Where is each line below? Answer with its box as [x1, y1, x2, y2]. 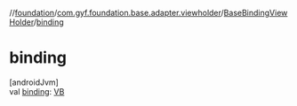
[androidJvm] [9, 77, 60, 87]
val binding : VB [9, 86, 65, 96]
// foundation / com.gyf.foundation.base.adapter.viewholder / [9, 8, 224, 18]
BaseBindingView [223, 8, 288, 18]
